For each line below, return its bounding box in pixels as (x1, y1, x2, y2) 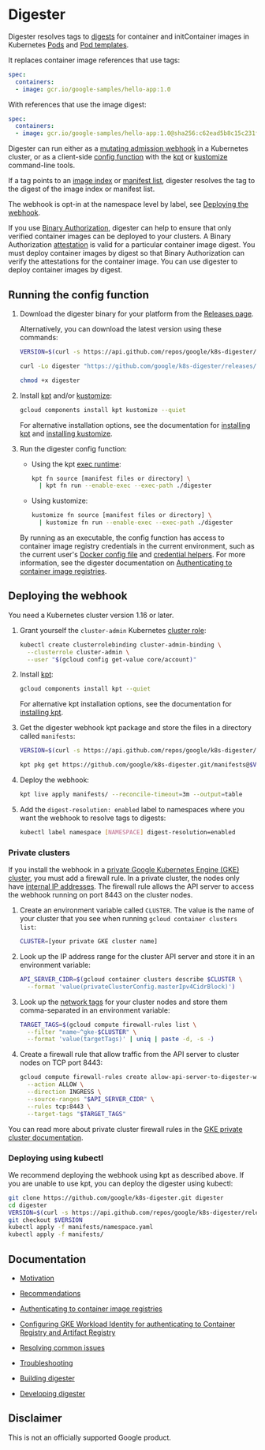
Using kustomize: (31, 496, 88, 506)
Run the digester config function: (19, 444, 128, 453)
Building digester (19, 1373, 75, 1383)
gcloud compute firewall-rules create (19, 1073, 147, 1081)
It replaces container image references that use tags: (8, 55, 181, 65)
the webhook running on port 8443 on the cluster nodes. (8, 890, 193, 900)
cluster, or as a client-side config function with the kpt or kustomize (8, 152, 228, 162)
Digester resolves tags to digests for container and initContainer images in (8, 32, 250, 41)
